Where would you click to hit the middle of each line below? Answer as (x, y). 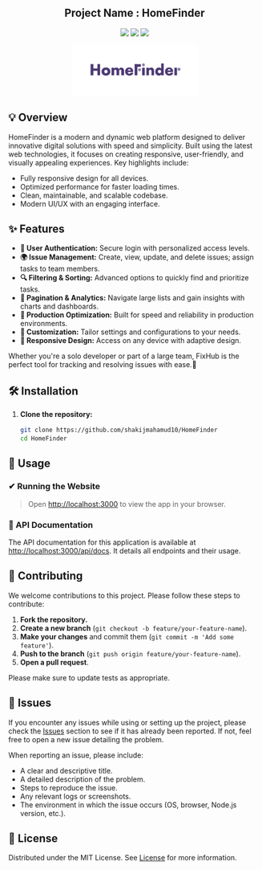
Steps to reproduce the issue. (69, 787)
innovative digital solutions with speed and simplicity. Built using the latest (131, 145)
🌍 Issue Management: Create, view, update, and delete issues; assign (137, 257)
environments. (44, 324)
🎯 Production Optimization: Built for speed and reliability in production (137, 315)
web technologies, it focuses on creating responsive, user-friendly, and (126, 154)
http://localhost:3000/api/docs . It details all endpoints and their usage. (125, 550)
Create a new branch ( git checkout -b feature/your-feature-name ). (133, 628)
